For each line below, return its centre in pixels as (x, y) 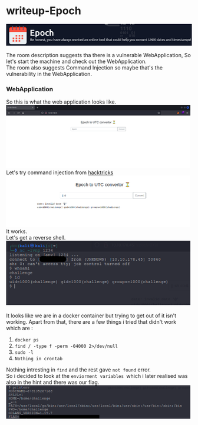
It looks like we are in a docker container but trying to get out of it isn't (91, 316)
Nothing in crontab (39, 359)
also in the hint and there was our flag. (53, 382)
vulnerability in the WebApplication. (49, 74)
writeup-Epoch (44, 11)
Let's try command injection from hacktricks (60, 172)
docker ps (27, 340)
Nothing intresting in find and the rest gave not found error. (79, 370)
